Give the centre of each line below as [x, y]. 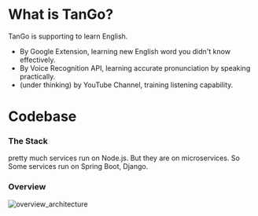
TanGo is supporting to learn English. [68, 36]
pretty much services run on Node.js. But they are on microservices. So [124, 158]
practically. [37, 76]
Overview [27, 187]
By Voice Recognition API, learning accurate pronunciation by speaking [135, 68]
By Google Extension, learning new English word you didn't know [125, 51]
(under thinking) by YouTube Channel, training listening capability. [126, 85]
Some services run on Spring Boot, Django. [78, 167]
